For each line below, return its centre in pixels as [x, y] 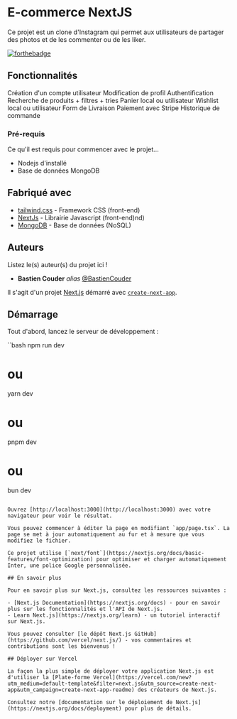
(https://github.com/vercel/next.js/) [65, 640]
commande [24, 115]
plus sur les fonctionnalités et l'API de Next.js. [85, 609]
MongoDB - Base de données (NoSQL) [74, 225]
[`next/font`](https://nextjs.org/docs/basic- [134, 553]
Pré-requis [26, 134]
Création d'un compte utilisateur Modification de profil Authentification [111, 92]
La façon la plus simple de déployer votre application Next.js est [111, 671]
